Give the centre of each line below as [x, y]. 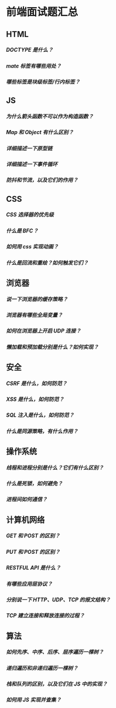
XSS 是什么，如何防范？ [35, 399]
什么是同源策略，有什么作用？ [42, 431]
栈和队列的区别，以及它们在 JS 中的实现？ [57, 684]
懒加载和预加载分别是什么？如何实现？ [52, 347]
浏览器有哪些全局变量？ [34, 315]
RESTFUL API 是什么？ [33, 568]
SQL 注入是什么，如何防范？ [40, 415]
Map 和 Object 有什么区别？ [40, 132]
